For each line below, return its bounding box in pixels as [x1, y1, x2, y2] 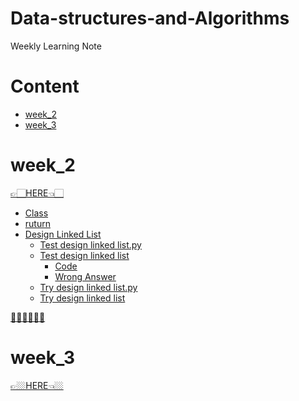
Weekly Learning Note [10, 40, 102, 52]
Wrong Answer [54, 270, 117, 282]
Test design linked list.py [39, 238, 142, 251]
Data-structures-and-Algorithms [10, 7, 290, 30]
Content [10, 75, 80, 98]
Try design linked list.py [39, 281, 138, 293]
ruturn [24, 217, 51, 229]
